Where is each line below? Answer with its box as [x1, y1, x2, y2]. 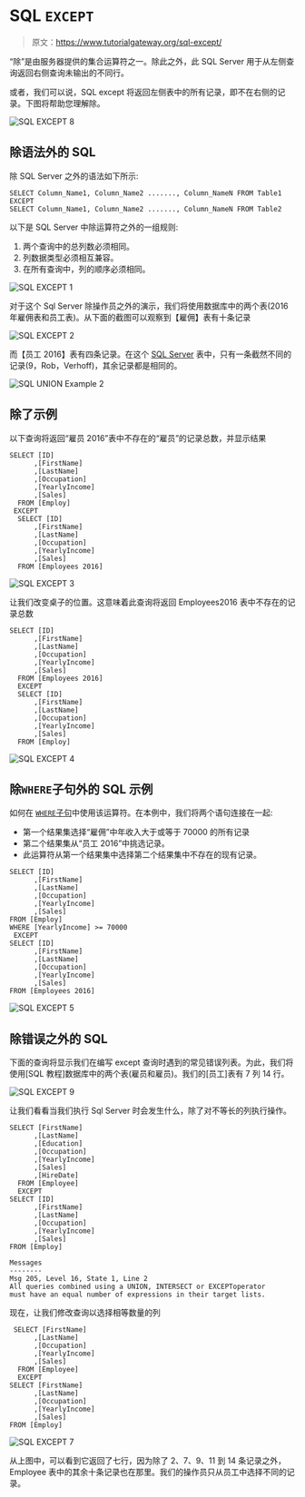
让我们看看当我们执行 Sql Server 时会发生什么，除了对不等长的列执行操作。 [9, 1105, 292, 1117]
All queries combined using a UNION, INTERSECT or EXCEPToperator [9, 1282, 266, 1292]
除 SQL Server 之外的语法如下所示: [9, 170, 139, 182]
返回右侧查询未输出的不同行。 [16, 67, 129, 78]
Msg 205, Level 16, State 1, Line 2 [9, 1275, 148, 1284]
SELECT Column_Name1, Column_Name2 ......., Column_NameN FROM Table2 [9, 204, 282, 213]
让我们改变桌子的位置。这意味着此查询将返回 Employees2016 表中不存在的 [9, 596, 288, 607]
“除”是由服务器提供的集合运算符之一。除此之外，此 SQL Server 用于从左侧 [9, 55, 287, 66]
